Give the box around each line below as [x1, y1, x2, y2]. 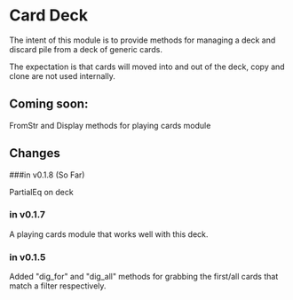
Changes [9, 146, 60, 161]
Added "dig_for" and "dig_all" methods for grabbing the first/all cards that [9, 272, 279, 282]
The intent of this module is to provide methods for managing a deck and [9, 35, 276, 45]
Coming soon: [9, 97, 89, 112]
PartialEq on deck [9, 186, 74, 197]
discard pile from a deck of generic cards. [9, 43, 162, 54]
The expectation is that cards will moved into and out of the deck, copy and [9, 61, 286, 72]
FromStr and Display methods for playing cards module [9, 120, 211, 130]
